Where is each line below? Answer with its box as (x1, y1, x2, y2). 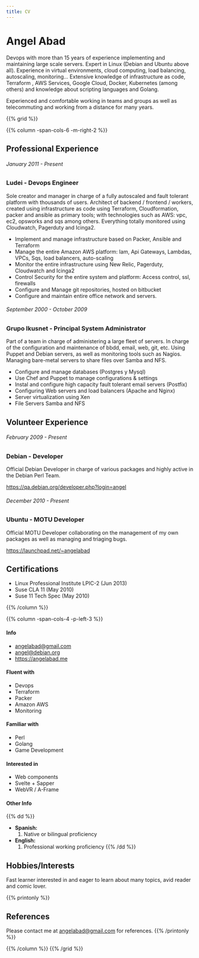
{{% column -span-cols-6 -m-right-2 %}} (6, 126, 108, 134)
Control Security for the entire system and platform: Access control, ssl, (14, 273, 191, 280)
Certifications (6, 564, 59, 574)
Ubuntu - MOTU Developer (6, 516, 85, 524)
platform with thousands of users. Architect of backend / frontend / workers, (6, 199, 193, 206)
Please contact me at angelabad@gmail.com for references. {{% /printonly (6, 927, 189, 934)
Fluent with (6, 668, 34, 676)
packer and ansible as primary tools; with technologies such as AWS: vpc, (6, 211, 187, 218)
